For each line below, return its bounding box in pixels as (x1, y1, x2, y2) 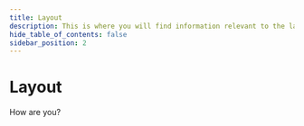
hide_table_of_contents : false (9, 30, 128, 39)
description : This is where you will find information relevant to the (9, 22, 285, 31)
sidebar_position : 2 (9, 38, 88, 48)
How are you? (9, 107, 62, 118)
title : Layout (9, 13, 63, 22)
